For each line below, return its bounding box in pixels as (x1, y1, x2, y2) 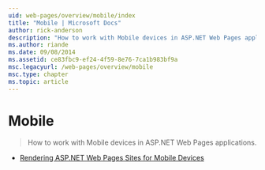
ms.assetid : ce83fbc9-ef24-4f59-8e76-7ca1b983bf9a (8, 56, 178, 64)
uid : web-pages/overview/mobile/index (8, 11, 136, 20)
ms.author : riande (8, 41, 69, 49)
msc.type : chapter (8, 70, 69, 78)
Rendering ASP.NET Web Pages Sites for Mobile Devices (19, 153, 205, 163)
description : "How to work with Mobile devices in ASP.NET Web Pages (8, 33, 242, 42)
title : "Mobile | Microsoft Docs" (8, 19, 122, 27)
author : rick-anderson (8, 26, 83, 34)
